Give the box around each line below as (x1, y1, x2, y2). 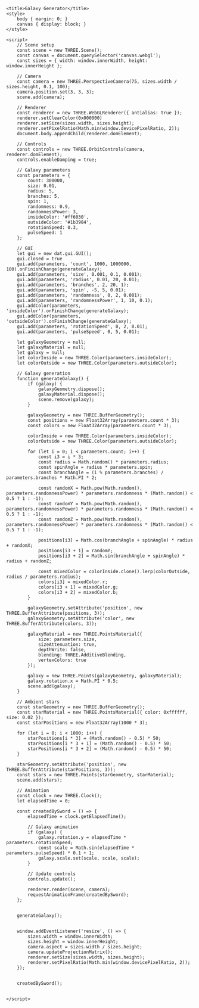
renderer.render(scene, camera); (27, 886, 111, 892)
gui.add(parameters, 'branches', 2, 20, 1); (17, 282, 129, 288)
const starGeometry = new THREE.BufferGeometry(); (17, 704, 145, 710)
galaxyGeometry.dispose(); (38, 386, 105, 392)
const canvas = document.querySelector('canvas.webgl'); (17, 52, 161, 58)
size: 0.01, (27, 183, 58, 189)
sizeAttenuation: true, (38, 642, 97, 648)
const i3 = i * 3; (38, 454, 84, 460)
